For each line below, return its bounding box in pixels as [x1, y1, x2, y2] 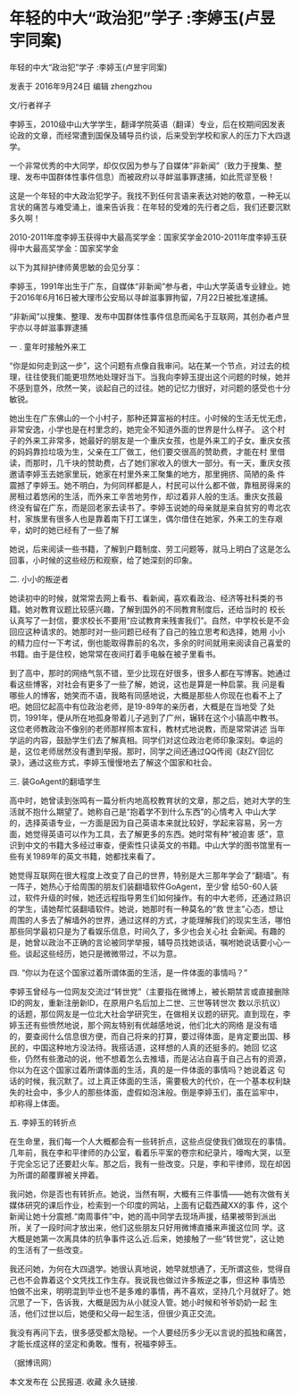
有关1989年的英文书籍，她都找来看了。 [16, 850, 161, 861]
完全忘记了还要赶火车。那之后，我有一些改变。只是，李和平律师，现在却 [16, 1158, 283, 1169]
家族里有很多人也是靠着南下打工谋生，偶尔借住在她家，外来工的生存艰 [24, 513, 283, 524]
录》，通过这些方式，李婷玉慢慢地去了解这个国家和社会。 [9, 757, 217, 767]
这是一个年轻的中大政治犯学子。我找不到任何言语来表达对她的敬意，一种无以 [9, 190, 291, 201]
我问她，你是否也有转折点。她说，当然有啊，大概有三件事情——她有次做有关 [9, 1188, 291, 1199]
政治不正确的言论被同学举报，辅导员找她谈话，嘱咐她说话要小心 [47, 936, 283, 948]
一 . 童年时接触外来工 [9, 341, 87, 351]
